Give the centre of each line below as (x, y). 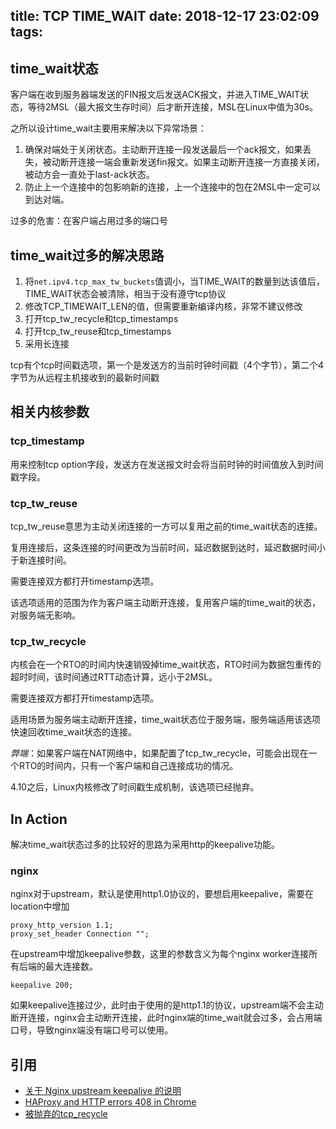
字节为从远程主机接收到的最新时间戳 (85, 378)
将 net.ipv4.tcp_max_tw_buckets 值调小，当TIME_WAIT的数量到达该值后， (174, 281)
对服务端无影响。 (45, 615)
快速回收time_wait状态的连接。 (74, 732)
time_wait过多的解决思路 (87, 255)
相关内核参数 (50, 412)
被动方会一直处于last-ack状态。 (89, 175)
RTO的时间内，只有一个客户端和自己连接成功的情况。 (128, 766)
